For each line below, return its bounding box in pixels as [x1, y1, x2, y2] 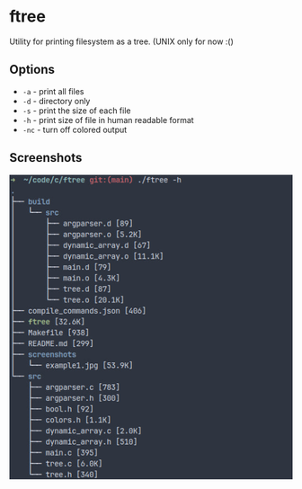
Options [9, 62, 56, 77]
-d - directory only [22, 95, 91, 106]
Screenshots [9, 150, 83, 165]
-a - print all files [22, 85, 84, 96]
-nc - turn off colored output [22, 124, 128, 135]
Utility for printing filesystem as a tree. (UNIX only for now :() [9, 36, 234, 47]
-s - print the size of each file [22, 105, 131, 116]
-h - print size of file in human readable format [22, 114, 195, 125]
